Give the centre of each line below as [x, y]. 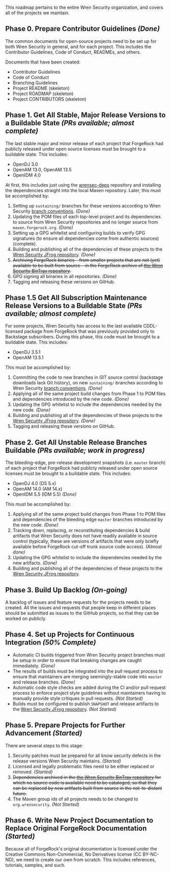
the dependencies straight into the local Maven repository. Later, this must [83, 190]
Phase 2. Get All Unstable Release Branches [76, 442]
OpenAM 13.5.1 [28, 358]
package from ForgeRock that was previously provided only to [89, 331]
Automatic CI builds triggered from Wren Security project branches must [89, 655]
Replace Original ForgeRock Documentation [76, 828]
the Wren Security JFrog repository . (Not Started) [64, 709]
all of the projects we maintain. [37, 13]
